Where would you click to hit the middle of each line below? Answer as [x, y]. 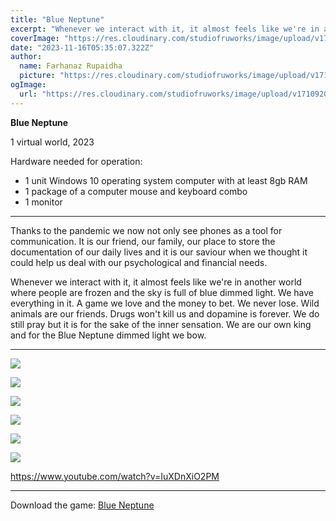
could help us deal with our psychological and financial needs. [139, 262]
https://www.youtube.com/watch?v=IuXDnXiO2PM [115, 476]
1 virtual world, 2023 [52, 142]
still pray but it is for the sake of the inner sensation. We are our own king [161, 324]
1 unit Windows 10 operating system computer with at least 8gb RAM [166, 180]
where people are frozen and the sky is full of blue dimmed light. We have [162, 292]
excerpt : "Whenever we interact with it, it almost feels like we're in [165, 29]
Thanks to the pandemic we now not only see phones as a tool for [146, 230]
